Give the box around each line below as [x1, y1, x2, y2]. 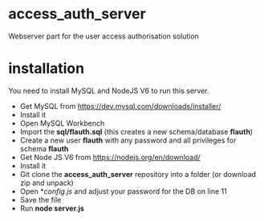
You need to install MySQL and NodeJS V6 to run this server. [8, 86, 210, 95]
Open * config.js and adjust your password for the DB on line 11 [19, 186, 227, 196]
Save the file [19, 195, 62, 204]
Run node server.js [19, 203, 84, 213]
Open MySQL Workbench [19, 118, 105, 128]
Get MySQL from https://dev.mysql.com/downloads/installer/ [19, 101, 221, 110]
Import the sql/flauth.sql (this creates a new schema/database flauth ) [19, 127, 254, 136]
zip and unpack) [19, 178, 74, 187]
